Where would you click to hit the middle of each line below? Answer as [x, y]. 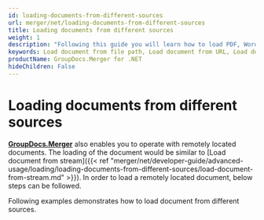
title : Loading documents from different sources [91, 30]
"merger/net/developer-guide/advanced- [177, 160]
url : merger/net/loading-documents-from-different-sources [107, 23]
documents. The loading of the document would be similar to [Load [117, 152]
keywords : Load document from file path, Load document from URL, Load [128, 52]
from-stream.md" [37, 177]
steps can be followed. [45, 185]
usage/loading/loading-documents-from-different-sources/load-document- [131, 169]
